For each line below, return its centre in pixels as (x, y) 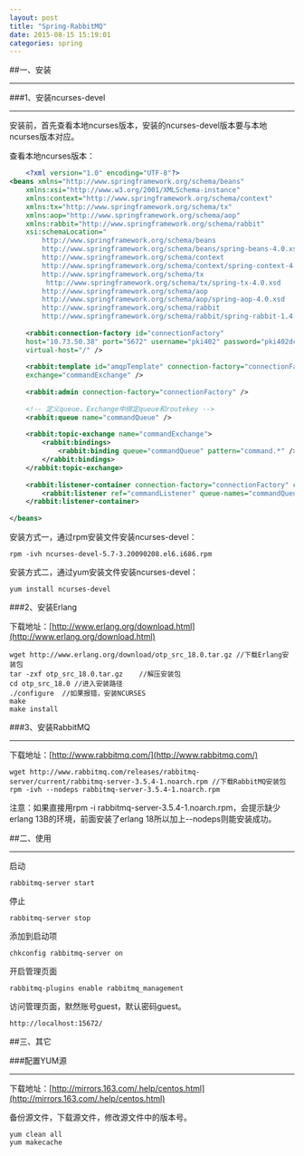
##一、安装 (30, 70)
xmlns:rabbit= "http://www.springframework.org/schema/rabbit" (145, 224)
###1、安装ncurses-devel (57, 98)
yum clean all (36, 1134)
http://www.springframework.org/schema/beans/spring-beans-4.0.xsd (171, 249)
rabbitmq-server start (52, 883)
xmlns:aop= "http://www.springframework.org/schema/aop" (133, 215)
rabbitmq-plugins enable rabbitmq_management (96, 988)
